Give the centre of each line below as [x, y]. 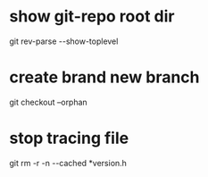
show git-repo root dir [92, 17]
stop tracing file [69, 138]
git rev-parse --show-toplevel [64, 41]
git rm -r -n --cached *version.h [68, 163]
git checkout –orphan [48, 102]
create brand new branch [104, 77]
